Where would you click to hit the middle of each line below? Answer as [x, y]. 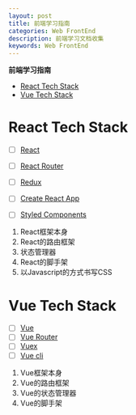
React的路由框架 [47, 242]
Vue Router [39, 337]
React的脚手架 [44, 262]
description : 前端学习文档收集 [56, 38]
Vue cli [32, 355]
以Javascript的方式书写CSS [66, 273]
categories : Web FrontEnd [52, 31]
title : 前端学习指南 [39, 23]
